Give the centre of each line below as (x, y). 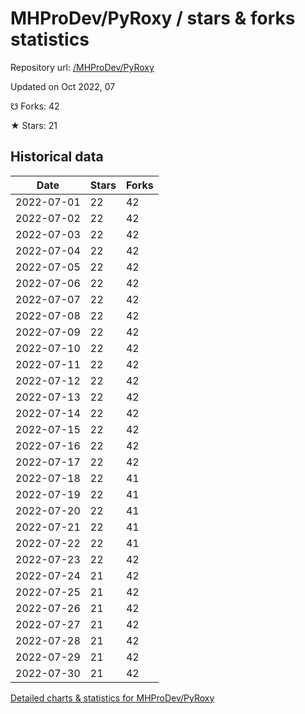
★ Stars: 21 (34, 125)
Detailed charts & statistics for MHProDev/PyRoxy (112, 698)
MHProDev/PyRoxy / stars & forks (153, 18)
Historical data (57, 157)
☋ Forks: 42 (35, 106)
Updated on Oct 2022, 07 (63, 86)
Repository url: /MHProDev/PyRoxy (82, 67)
